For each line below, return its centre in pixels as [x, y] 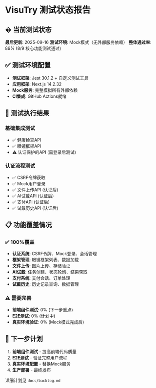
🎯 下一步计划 [24, 339]
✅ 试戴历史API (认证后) [35, 208]
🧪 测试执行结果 [27, 113]
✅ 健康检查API [27, 140]
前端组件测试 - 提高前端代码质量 [44, 351]
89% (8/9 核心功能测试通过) [33, 48]
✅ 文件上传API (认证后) [35, 190]
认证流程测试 [20, 166]
